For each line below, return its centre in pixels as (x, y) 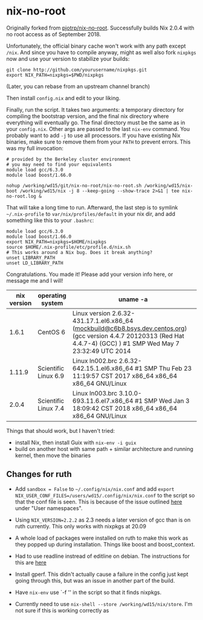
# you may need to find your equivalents (59, 164)
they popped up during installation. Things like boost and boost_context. (105, 544)
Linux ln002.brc (95, 360)
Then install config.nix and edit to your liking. (63, 98)
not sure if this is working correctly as (62, 610)
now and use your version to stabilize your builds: (68, 59)
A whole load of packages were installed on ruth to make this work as (101, 538)
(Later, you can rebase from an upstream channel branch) (78, 86)
